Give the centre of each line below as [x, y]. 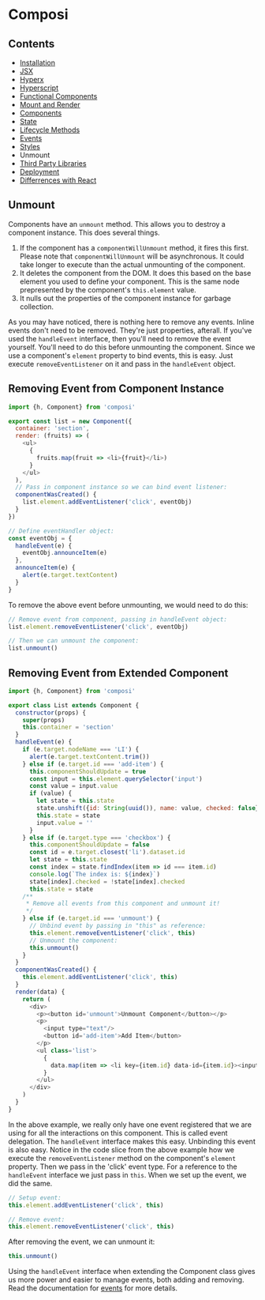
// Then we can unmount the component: [74, 641]
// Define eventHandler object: [61, 531]
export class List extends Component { [74, 705]
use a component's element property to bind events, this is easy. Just [121, 355]
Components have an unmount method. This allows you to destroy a [117, 224]
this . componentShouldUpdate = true [88, 771]
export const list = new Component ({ [70, 421]
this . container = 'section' [68, 727]
